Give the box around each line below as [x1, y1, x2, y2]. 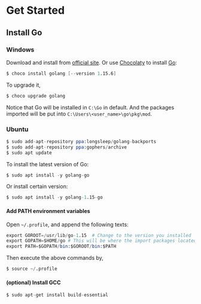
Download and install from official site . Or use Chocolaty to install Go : [6, 59, 178, 66]
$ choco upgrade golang [6, 93, 66, 99]
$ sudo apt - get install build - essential [6, 292, 109, 298]
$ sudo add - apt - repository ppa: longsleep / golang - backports [6, 138, 157, 144]
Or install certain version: [6, 183, 68, 190]
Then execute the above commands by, [6, 254, 103, 262]
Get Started [6, 4, 65, 17]
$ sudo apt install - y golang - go [6, 172, 90, 178]
